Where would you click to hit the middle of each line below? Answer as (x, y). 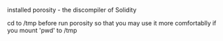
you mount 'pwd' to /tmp (42, 30)
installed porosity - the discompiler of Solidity (72, 10)
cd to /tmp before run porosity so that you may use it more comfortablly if (112, 23)
